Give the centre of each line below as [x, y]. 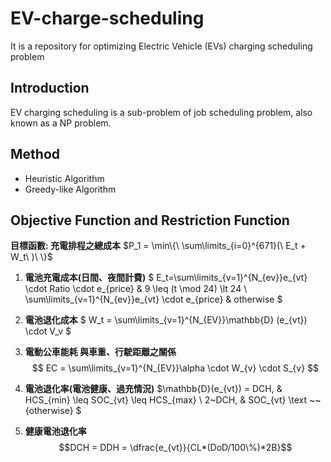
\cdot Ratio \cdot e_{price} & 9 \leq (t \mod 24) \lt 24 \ [136, 289]
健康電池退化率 [55, 431]
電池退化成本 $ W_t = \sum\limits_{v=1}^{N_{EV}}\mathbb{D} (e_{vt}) [166, 320]
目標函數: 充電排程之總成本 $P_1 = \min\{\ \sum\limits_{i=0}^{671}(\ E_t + [158, 246]
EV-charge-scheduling [107, 18]
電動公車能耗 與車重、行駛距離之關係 [100, 352]
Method [35, 154]
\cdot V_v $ [48, 331]
